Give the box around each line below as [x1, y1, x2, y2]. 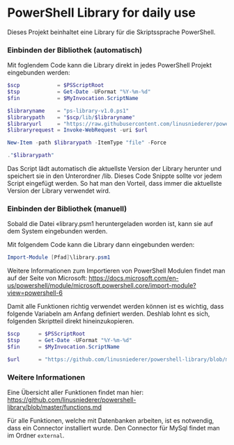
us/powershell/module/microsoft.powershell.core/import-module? [7, 282, 196, 290]
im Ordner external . [7, 431, 65, 439]
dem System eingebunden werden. [7, 227, 108, 236]
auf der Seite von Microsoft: [7, 274, 88, 282]
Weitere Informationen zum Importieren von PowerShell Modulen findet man [7, 266, 226, 275]
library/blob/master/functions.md [7, 403, 102, 412]
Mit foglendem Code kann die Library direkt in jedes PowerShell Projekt [7, 61, 212, 70]
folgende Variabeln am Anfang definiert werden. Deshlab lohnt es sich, [7, 309, 210, 318]
